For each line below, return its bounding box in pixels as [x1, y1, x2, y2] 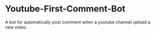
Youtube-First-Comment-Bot [5, 3, 126, 14]
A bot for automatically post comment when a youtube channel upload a [5, 19, 151, 25]
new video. [5, 24, 27, 30]
